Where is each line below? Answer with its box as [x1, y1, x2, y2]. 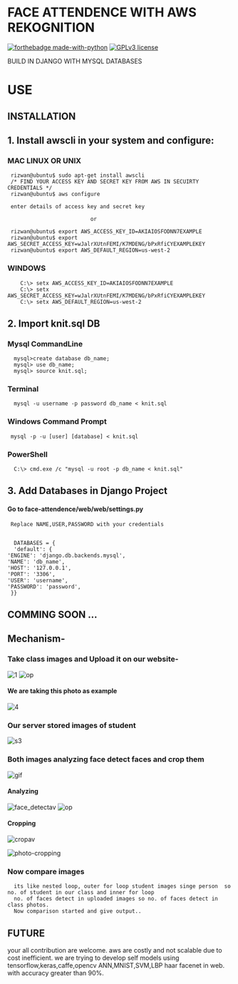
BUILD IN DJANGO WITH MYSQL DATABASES [7, 56, 143, 65]
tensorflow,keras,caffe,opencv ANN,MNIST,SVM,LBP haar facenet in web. [7, 961, 225, 970]
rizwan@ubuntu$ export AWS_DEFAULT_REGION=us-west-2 [10, 247, 171, 254]
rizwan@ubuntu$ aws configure [10, 190, 100, 198]
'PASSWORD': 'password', [7, 583, 81, 590]
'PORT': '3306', [7, 570, 56, 578]
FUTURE [7, 927, 45, 939]
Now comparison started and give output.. [14, 908, 142, 915]
